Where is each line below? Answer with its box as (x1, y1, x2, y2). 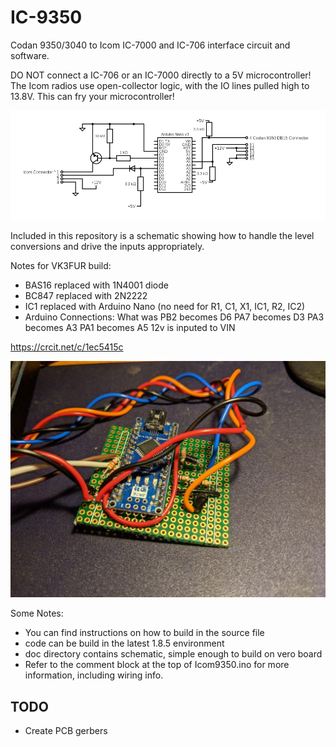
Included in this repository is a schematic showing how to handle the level (10, 230, 315, 242)
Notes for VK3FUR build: (10, 260, 112, 272)
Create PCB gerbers (24, 725, 108, 737)
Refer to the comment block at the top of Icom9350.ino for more (24, 659, 290, 671)
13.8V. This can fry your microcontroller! (10, 90, 175, 102)
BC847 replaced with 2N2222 (24, 290, 148, 302)
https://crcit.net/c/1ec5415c (10, 341, 124, 353)
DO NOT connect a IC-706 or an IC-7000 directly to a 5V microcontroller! (10, 69, 312, 81)
